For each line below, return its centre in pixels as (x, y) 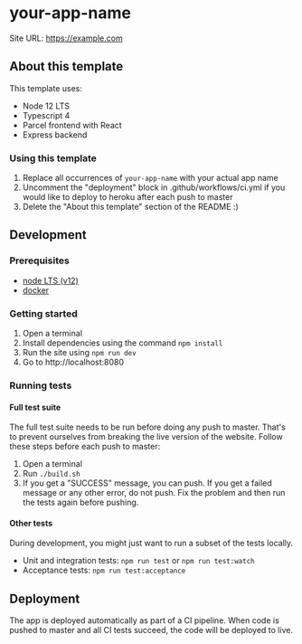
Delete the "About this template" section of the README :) (131, 207)
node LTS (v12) (50, 280)
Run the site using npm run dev (80, 353)
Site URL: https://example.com (66, 38)
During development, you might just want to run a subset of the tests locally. (151, 543)
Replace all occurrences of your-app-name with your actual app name (150, 178)
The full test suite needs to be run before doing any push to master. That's (148, 427)
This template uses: (46, 88)
